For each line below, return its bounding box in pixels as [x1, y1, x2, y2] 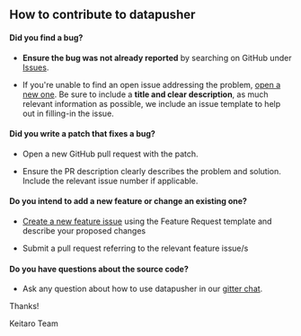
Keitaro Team [9, 318, 58, 329]
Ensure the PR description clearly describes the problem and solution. [22, 165, 281, 176]
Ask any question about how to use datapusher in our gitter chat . [22, 283, 263, 295]
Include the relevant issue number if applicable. [22, 175, 199, 186]
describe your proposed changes [22, 225, 146, 236]
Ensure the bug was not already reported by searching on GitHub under [22, 52, 292, 63]
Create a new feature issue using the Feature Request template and [22, 216, 272, 226]
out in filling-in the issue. [22, 108, 114, 119]
